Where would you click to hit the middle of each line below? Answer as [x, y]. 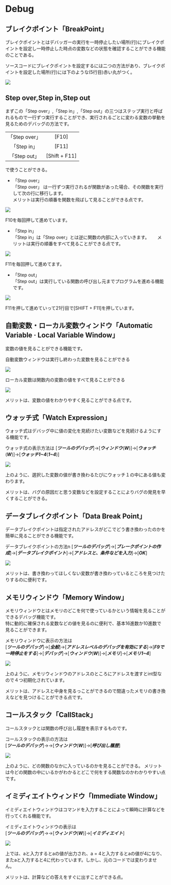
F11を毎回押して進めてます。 [35, 264]
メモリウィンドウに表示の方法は [39, 641]
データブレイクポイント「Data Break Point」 [76, 516]
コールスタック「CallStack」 [51, 715]
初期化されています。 [45, 680]
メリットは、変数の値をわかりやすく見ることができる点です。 [70, 400]
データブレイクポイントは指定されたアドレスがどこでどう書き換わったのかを [85, 529]
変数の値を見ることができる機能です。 [45, 348]
